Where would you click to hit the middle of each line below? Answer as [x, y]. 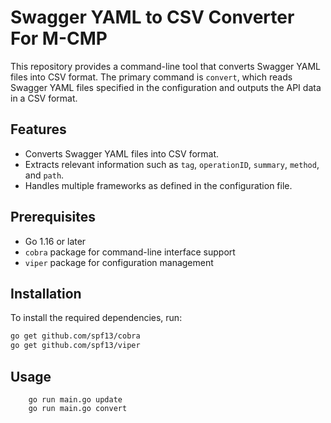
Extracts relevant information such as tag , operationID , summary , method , [172, 164]
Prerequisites [53, 217]
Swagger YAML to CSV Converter [152, 17]
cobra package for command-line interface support [130, 252]
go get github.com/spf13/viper [75, 346]
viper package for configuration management [119, 262]
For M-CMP [59, 38]
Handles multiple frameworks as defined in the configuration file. [158, 185]
